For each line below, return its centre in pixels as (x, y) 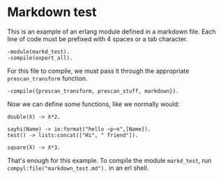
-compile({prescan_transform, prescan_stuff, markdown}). (93, 91)
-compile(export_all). (40, 58)
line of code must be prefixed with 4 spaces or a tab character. (98, 38)
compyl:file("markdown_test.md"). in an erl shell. (78, 168)
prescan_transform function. (48, 78)
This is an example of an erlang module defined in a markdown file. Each (111, 31)
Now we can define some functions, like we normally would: (93, 104)
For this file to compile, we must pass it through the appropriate (98, 71)
